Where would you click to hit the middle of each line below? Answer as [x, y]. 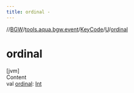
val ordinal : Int [24, 83]
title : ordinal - [28, 12]
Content [16, 77]
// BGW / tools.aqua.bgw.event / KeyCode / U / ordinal [67, 29]
